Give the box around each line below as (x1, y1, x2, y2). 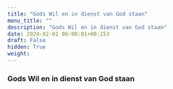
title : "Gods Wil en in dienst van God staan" (7, 10, 148, 18)
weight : (7, 51, 31, 58)
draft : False (7, 37, 46, 44)
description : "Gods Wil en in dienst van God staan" (7, 23, 167, 31)
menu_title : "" (7, 17, 53, 24)
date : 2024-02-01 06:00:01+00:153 (7, 30, 110, 38)
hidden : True (7, 43, 46, 51)
